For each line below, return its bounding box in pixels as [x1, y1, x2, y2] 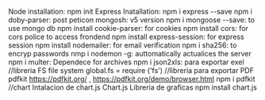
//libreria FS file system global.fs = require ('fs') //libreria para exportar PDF [8, 66, 254, 75]
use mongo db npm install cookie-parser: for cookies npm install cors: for [8, 24, 248, 33]
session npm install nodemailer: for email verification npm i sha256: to [8, 40, 237, 50]
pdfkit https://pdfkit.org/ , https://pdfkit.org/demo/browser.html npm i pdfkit [8, 75, 255, 83]
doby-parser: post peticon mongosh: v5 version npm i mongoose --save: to [8, 15, 255, 25]
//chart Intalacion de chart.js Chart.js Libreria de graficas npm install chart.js [8, 83, 258, 92]
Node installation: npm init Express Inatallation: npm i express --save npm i [8, 7, 252, 16]
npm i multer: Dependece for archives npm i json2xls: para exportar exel [8, 57, 244, 67]
